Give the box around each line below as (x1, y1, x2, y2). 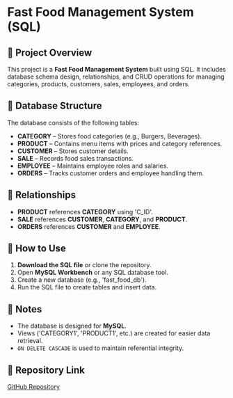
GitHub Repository (7, 383, 61, 391)
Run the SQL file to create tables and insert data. (17, 283, 157, 292)
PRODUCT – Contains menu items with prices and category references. (17, 139, 223, 148)
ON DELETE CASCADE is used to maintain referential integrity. (17, 344, 184, 352)
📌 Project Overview (7, 47, 93, 58)
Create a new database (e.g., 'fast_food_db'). (17, 276, 147, 284)
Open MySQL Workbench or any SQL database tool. (17, 269, 169, 277)
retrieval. (17, 337, 43, 345)
